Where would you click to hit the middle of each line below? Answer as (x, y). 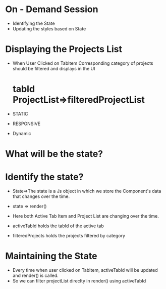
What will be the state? (54, 154)
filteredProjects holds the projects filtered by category (69, 235)
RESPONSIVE (26, 123)
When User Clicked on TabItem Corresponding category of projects (83, 63)
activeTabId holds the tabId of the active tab (58, 226)
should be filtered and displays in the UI (54, 68)
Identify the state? (44, 177)
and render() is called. (36, 275)
